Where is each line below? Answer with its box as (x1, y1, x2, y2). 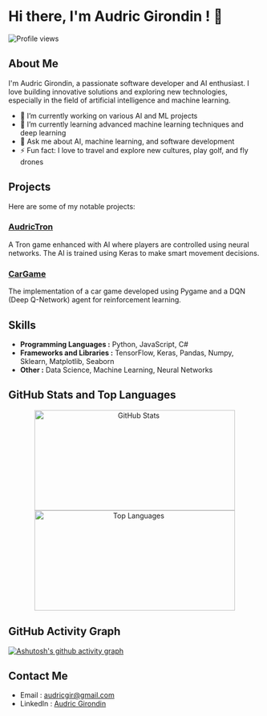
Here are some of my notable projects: (8, 201, 136, 211)
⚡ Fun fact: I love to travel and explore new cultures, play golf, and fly (19, 145, 249, 155)
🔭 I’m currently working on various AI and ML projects (19, 111, 198, 120)
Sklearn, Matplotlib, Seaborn (19, 356, 115, 366)
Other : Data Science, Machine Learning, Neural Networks (19, 365, 213, 374)
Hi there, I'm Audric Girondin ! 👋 (8, 7, 223, 26)
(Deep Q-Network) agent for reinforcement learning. (8, 295, 182, 305)
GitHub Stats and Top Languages (8, 388, 176, 402)
